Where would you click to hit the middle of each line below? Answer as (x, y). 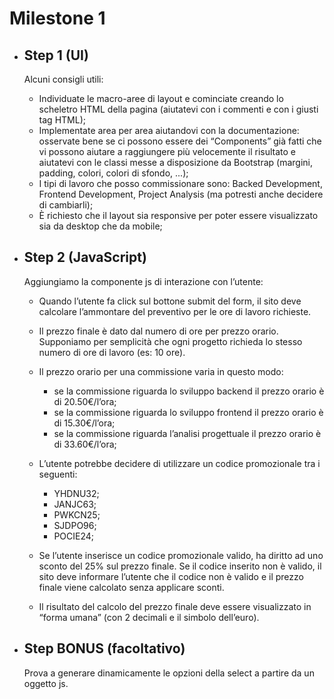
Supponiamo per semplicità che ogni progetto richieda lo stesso (170, 341)
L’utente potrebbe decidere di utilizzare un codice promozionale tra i (179, 463)
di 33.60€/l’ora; (85, 444)
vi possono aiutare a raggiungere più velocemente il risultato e (167, 151)
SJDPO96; (75, 525)
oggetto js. (46, 683)
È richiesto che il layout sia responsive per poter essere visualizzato (178, 215)
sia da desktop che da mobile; (100, 226)
